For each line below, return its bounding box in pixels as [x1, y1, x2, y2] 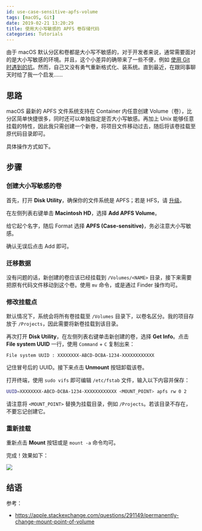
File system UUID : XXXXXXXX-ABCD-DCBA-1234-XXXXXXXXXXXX [6, 353, 155, 359]
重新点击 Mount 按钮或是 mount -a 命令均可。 [6, 439, 119, 446]
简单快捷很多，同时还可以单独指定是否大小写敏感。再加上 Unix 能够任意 [16, 115, 194, 122]
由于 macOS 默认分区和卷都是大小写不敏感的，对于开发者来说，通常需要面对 [6, 49, 196, 56]
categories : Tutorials [6, 31, 63, 37]
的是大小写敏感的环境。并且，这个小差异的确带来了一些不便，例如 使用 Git [6, 56, 191, 63]
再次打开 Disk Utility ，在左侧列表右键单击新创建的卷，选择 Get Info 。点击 [6, 333, 189, 340]
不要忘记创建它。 [6, 408, 49, 415]
